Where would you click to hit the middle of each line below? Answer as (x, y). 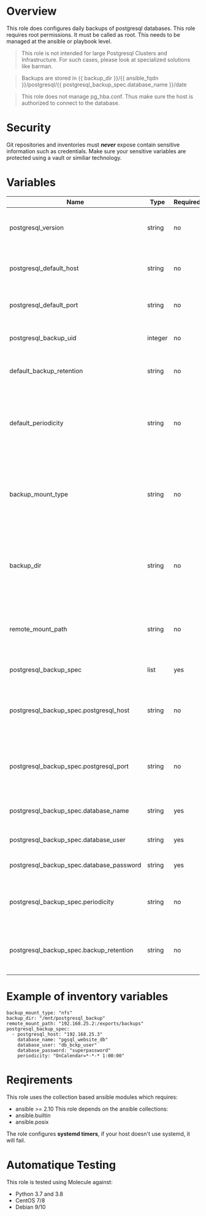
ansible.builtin (33, 1115)
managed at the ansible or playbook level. (59, 41)
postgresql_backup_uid (43, 338)
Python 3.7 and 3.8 (39, 1194)
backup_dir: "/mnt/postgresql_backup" (56, 1018)
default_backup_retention (46, 371)
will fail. (16, 1140)
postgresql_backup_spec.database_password (75, 865)
